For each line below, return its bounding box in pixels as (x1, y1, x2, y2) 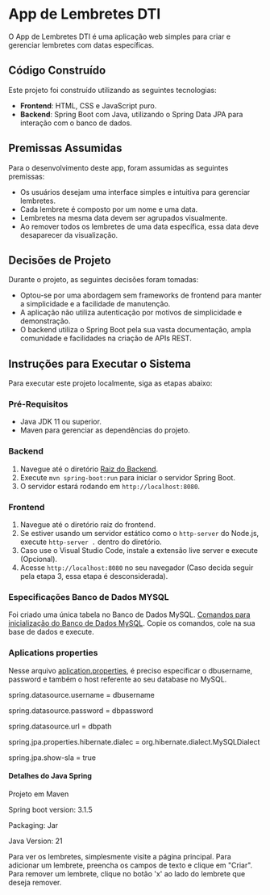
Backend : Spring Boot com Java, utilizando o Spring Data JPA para (19, 109, 243, 119)
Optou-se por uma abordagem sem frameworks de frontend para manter (19, 290, 262, 300)
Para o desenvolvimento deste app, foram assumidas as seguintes (8, 163, 229, 172)
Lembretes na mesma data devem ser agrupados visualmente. (19, 213, 228, 222)
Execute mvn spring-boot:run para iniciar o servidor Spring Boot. (19, 472, 236, 482)
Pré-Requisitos (8, 399, 69, 410)
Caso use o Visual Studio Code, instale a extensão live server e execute (19, 546, 258, 555)
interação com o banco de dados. (19, 118, 133, 128)
